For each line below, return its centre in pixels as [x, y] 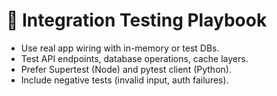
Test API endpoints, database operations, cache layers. [134, 58]
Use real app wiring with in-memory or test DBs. [120, 48]
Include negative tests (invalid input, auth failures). [124, 80]
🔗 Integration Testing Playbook [137, 20]
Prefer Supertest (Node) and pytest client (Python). [126, 69]
